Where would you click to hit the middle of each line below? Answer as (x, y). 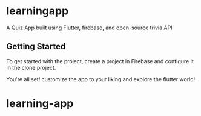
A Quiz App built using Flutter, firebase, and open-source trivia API (89, 28)
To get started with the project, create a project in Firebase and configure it (100, 61)
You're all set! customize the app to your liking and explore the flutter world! (101, 79)
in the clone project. (31, 67)
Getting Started (36, 47)
